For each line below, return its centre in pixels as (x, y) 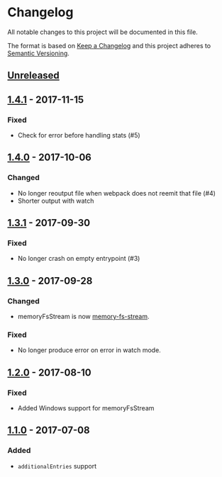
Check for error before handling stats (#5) (79, 135)
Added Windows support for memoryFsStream (86, 408)
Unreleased (34, 75)
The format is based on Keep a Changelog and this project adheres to (109, 45)
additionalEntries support (57, 466)
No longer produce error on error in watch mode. (89, 350)
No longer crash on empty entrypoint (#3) (79, 259)
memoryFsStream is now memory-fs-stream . (83, 317)
